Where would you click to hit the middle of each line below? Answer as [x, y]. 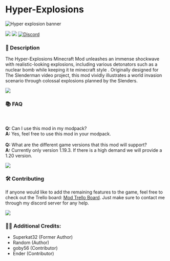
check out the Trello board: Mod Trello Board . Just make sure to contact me [85, 197]
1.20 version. [19, 155]
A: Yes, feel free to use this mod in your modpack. [58, 134]
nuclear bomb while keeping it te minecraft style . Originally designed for [82, 70]
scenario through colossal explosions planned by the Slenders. [72, 81]
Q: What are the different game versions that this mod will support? [76, 145]
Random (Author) [31, 242]
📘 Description [23, 47]
